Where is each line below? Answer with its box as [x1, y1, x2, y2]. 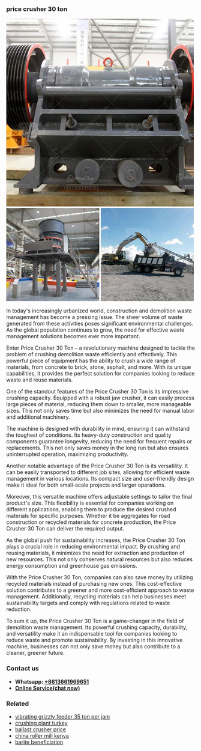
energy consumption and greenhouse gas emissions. [6, 562, 137, 570]
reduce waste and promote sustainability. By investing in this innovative [6, 636, 183, 644]
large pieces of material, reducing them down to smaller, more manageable [6, 401, 192, 408]
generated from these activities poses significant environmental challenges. [6, 320, 194, 327]
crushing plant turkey [14, 719, 68, 726]
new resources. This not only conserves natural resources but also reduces [6, 556, 193, 563]
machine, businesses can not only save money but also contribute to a [6, 643, 181, 650]
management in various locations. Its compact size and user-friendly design [6, 475, 194, 482]
